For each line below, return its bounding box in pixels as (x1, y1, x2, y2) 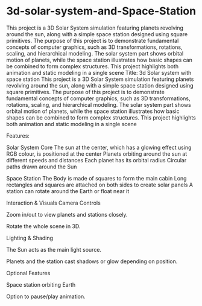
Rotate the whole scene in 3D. (6, 222, 81, 230)
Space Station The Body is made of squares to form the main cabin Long (6, 174, 187, 182)
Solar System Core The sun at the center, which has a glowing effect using (6, 144, 192, 151)
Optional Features (6, 269, 51, 276)
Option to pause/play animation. (6, 293, 86, 300)
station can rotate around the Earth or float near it (6, 187, 130, 194)
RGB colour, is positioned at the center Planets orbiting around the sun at (6, 150, 188, 158)
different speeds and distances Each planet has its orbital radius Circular (6, 156, 187, 164)
